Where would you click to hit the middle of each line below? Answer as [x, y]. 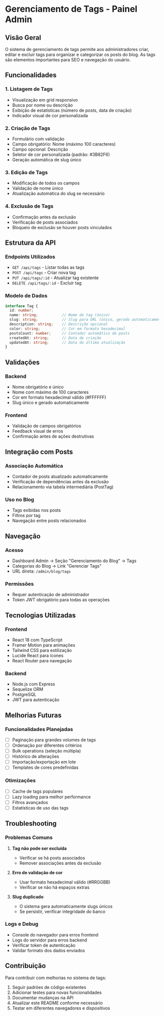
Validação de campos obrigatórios [47, 426]
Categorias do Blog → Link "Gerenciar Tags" [57, 566]
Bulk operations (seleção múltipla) [47, 751]
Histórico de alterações [36, 756]
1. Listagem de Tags [29, 89]
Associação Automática [34, 466]
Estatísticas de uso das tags [40, 808]
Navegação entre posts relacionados [49, 521]
